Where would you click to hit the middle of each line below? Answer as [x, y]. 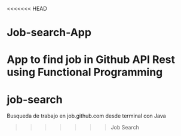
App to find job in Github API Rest [91, 60]
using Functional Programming [85, 72]
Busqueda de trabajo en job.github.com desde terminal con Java [86, 116]
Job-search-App [49, 33]
